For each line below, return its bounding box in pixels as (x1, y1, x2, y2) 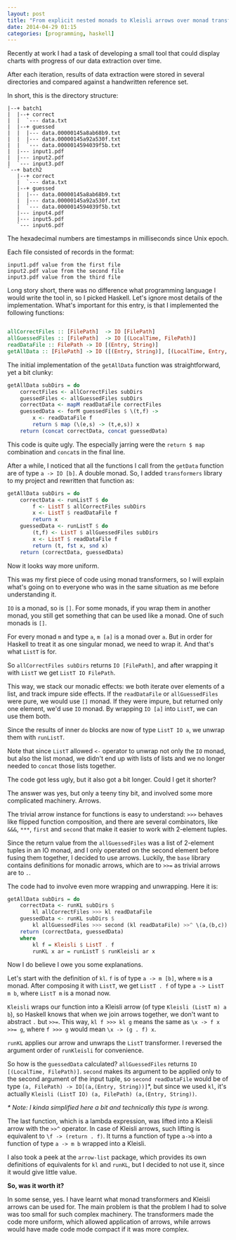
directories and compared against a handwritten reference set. (7, 78, 189, 87)
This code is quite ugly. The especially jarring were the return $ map (7, 440, 205, 449)
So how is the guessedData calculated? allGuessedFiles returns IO (7, 1060, 197, 1068)
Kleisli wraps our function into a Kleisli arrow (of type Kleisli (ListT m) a (7, 1003, 227, 1011)
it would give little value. (7, 1168, 77, 1177)
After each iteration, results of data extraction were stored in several (7, 70, 205, 79)
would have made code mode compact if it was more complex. (7, 1225, 190, 1234)
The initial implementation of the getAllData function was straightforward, (7, 360, 221, 369)
